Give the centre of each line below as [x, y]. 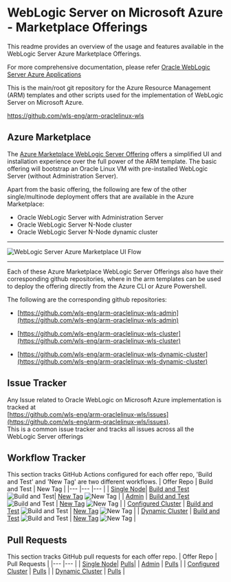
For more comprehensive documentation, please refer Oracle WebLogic [109, 67]
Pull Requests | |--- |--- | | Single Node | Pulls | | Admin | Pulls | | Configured [113, 564]
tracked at [22, 407]
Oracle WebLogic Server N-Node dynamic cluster [87, 231]
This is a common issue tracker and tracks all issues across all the [101, 429]
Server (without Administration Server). [63, 176]
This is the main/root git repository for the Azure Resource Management [109, 87]
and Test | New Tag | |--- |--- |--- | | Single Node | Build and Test [98, 489]
